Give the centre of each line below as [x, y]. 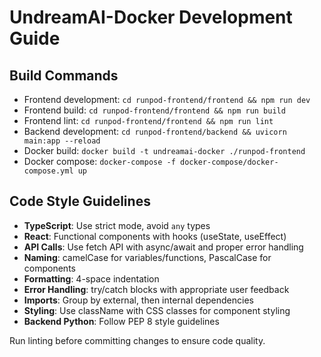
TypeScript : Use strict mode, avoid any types [117, 225]
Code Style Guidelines [80, 201]
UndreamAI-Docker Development [151, 17]
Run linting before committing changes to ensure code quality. [137, 340]
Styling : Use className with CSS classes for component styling [157, 310]
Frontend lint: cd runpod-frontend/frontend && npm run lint [148, 120]
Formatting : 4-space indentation [91, 278]
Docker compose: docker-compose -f [99, 161]
